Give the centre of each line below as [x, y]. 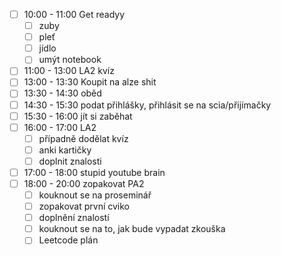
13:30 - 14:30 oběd [62, 93]
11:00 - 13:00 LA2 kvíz [69, 71]
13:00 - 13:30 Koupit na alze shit [90, 82]
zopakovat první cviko [84, 206]
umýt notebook [70, 60]
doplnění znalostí [74, 218]
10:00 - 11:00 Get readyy [74, 14]
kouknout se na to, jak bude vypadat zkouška [132, 229]
